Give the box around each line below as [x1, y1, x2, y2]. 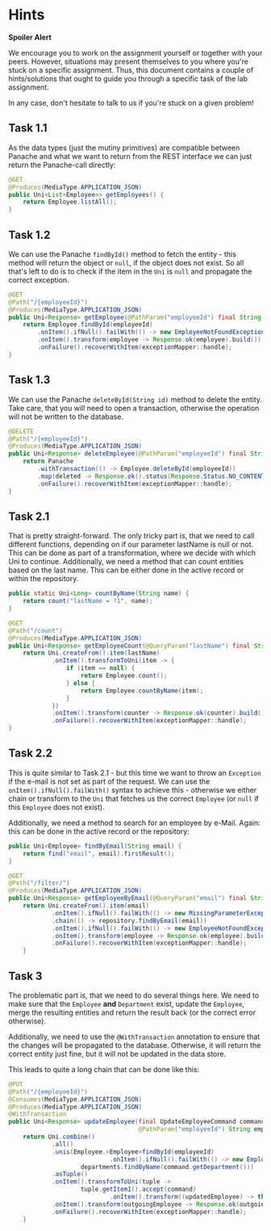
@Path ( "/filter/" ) [8, 879, 70, 887]
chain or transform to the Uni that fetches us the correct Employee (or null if [8, 793, 260, 803]
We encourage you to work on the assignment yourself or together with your [8, 48, 263, 57]
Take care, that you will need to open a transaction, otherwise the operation [8, 403, 260, 412]
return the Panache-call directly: [8, 160, 116, 170]
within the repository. [8, 574, 79, 584]
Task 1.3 [8, 373, 51, 387]
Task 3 [8, 969, 43, 982]
